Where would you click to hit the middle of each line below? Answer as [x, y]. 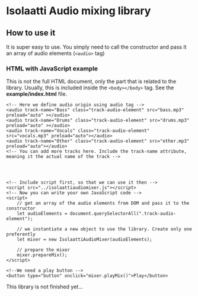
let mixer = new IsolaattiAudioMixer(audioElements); [84, 240]
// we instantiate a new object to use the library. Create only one [105, 229]
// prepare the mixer [43, 250]
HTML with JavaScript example [52, 68]
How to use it [31, 33]
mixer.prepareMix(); [42, 255]
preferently [21, 234]
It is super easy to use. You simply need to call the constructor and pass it [96, 47]
